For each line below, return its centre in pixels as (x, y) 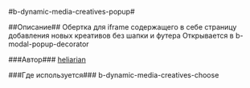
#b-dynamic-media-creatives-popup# (72, 12)
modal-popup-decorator (49, 44)
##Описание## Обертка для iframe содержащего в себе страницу (123, 27)
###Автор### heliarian (47, 60)
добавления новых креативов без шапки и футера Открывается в (121, 36)
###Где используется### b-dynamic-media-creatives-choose (114, 75)
